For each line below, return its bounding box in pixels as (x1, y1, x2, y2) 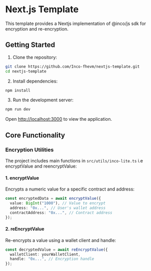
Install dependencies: (12, 78, 58, 84)
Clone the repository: (12, 54, 57, 60)
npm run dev (5, 107, 31, 112)
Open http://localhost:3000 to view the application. (5, 116, 112, 122)
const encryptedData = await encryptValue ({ (5, 196, 101, 201)
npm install (5, 88, 31, 93)
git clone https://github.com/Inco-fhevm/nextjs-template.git (5, 64, 140, 69)
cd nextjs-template (5, 69, 47, 74)
